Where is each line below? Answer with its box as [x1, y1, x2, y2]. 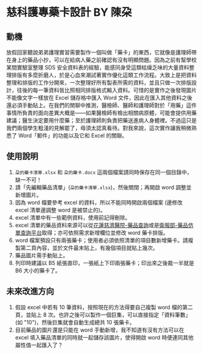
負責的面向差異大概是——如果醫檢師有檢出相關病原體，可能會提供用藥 [22, 110, 197, 116]
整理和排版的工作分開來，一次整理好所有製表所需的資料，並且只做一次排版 [6, 79, 192, 86]
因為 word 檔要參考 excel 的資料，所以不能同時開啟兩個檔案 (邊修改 [14, 198, 183, 206]
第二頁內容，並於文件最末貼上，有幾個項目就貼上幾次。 [20, 244, 158, 251]
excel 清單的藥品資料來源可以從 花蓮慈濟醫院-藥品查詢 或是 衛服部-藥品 [14, 221, 188, 229]
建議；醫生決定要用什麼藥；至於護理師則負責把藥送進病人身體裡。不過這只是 [6, 117, 197, 124]
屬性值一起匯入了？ [14, 341, 63, 349]
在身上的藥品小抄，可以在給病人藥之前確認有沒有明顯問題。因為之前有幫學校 [6, 56, 197, 64]
